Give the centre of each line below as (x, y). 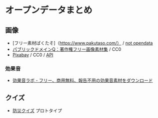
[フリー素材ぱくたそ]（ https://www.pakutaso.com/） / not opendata (82, 43)
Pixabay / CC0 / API (33, 55)
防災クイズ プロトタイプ (37, 111)
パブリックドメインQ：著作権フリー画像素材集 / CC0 (67, 49)
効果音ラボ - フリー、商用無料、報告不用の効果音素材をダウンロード (82, 81)
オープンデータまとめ (49, 10)
